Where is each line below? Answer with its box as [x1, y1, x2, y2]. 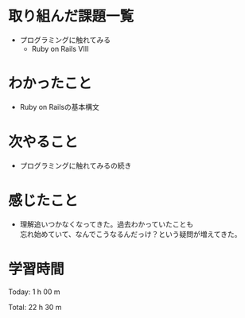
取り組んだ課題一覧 [8, 7, 134, 25]
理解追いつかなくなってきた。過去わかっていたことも [19, 219, 193, 229]
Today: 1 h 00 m [8, 287, 61, 297]
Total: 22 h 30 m [8, 302, 62, 312]
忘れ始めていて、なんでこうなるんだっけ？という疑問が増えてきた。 [19, 229, 242, 238]
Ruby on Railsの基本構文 [19, 102, 99, 111]
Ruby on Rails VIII [31, 44, 89, 53]
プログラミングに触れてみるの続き [19, 161, 132, 170]
